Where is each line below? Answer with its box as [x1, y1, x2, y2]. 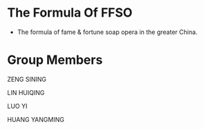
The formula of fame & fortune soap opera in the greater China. [17, 28, 198, 36]
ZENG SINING [7, 75, 47, 83]
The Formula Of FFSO [7, 5, 133, 21]
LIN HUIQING [7, 88, 45, 96]
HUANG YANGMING [7, 115, 64, 123]
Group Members [7, 52, 103, 68]
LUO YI [7, 102, 28, 110]
